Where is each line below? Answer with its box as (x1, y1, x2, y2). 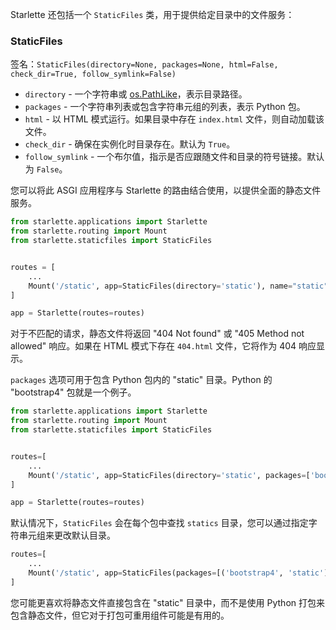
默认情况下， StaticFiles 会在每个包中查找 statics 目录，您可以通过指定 (10, 517, 309, 529)
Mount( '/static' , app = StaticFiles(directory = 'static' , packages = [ (28, 470, 311, 480)
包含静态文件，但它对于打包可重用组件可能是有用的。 (10, 609, 230, 621)
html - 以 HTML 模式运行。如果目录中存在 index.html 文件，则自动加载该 (24, 113, 325, 125)
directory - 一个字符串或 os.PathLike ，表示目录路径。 (24, 88, 248, 100)
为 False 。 (24, 163, 68, 175)
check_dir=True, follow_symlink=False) (10, 69, 177, 80)
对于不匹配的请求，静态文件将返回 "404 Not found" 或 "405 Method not (10, 328, 305, 340)
